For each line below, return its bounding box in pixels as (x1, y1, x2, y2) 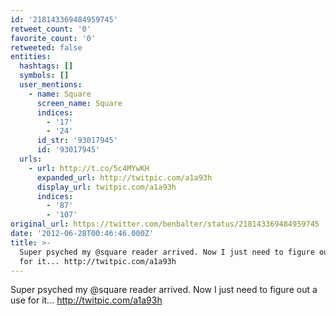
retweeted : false (10, 42, 83, 53)
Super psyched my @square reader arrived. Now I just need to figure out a (10, 284, 318, 296)
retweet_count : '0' (10, 24, 92, 34)
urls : (19, 154, 43, 164)
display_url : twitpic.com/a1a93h (36, 182, 177, 192)
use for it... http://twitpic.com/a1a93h (10, 294, 163, 306)
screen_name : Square (36, 98, 123, 108)
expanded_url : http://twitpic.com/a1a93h (36, 172, 213, 183)
